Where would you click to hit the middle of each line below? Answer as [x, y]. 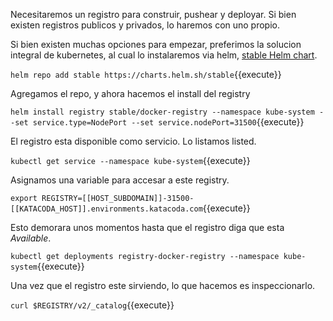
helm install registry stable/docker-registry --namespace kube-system [162, 112]
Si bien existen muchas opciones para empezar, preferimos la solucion [156, 44]
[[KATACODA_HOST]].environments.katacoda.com [106, 209]
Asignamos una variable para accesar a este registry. [120, 180]
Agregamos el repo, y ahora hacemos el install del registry [130, 93]
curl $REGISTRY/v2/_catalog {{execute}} [92, 305]
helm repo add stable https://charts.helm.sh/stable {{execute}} [146, 74]
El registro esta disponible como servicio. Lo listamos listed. [133, 141]
